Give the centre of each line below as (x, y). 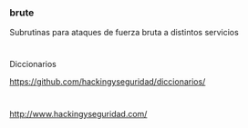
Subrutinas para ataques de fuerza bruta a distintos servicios (124, 33)
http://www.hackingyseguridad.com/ (78, 113)
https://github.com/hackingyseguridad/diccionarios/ (108, 82)
